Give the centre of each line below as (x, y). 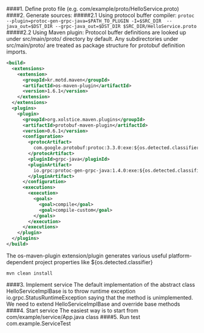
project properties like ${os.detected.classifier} (94, 262)
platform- (180, 256)
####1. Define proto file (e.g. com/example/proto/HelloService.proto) (93, 9)
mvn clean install (29, 273)
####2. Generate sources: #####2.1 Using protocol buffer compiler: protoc (100, 15)
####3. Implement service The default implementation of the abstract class (101, 284)
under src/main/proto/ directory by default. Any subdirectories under (92, 39)
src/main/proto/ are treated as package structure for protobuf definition (96, 45)
